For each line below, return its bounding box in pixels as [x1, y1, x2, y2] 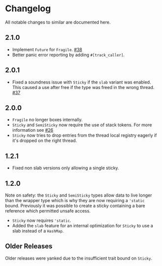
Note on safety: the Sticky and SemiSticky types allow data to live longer [5, 192, 152, 198]
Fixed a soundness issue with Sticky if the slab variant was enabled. [12, 79, 151, 85]
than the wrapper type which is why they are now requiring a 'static [5, 198, 145, 203]
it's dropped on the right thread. [12, 138, 77, 144]
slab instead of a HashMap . [12, 228, 64, 234]
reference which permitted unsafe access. [5, 208, 91, 214]
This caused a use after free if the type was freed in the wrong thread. [12, 84, 155, 90]
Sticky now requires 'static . [12, 217, 71, 223]
